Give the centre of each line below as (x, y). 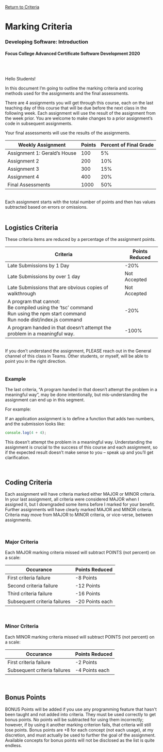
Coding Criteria (29, 482)
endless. (14, 745)
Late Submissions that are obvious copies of (58, 287)
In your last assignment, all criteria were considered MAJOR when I (72, 499)
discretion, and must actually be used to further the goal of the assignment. (81, 735)
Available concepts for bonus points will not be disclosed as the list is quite (80, 740)
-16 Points (88, 594)
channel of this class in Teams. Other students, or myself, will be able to (77, 356)
